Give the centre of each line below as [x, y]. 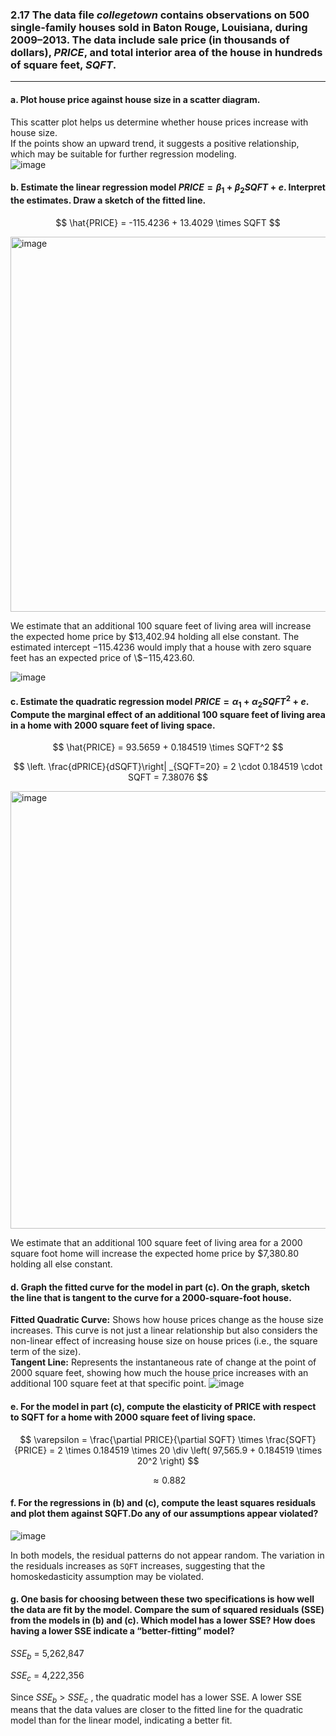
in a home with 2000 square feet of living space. [113, 725]
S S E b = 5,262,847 [47, 1654]
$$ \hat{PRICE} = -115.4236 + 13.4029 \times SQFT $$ [168, 222]
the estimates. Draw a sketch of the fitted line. [108, 200]
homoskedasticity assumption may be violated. [107, 1576]
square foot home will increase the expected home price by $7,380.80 [154, 1254]
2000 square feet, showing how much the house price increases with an [159, 1373]
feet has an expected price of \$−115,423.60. [102, 657]
